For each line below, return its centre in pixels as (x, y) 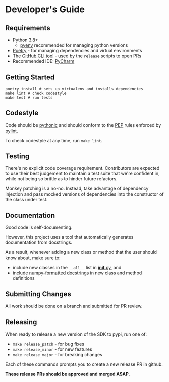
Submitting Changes (38, 294)
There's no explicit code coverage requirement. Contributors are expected (82, 168)
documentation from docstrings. (39, 242)
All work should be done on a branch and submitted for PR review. (74, 306)
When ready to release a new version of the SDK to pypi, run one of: (76, 334)
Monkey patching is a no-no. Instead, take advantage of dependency (77, 189)
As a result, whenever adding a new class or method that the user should (81, 252)
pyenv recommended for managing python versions (74, 45)
